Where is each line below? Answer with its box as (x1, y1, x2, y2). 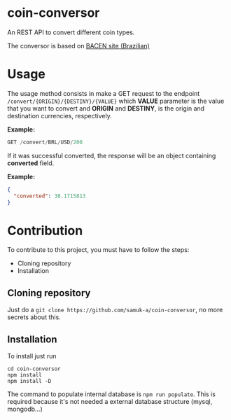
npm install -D (7, 377, 52, 384)
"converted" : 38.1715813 (13, 192, 86, 199)
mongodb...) (7, 405, 43, 413)
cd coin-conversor (7, 365, 61, 372)
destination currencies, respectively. (7, 111, 112, 120)
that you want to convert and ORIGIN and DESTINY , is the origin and (7, 104, 205, 113)
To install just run (7, 351, 57, 360)
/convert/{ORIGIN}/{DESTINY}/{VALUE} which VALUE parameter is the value (7, 97, 225, 105)
